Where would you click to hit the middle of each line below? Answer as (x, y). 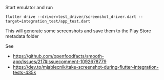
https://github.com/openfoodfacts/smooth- (58, 56)
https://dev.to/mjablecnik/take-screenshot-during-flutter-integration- (86, 67)
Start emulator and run (29, 7)
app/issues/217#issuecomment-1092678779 (59, 62)
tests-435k (24, 72)
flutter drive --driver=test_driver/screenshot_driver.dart (71, 17)
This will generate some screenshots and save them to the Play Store (78, 31)
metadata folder (22, 36)
